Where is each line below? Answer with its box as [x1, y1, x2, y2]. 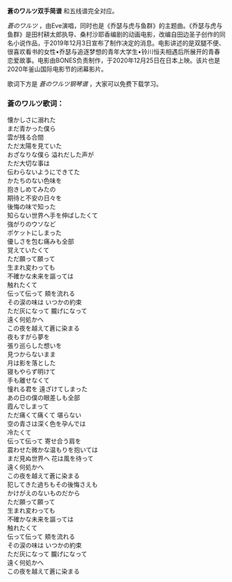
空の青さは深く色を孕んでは [7, 419, 87, 428]
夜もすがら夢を [7, 333, 50, 341]
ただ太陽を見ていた [7, 142, 62, 150]
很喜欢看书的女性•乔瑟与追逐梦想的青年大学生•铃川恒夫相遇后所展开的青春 [7, 48, 220, 56]
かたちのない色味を [7, 176, 62, 185]
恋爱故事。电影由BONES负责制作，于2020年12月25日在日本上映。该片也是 [7, 56, 220, 65]
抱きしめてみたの [7, 185, 56, 194]
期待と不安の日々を [7, 194, 62, 202]
